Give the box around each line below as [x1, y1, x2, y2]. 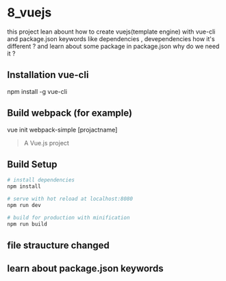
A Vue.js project [23, 138, 70, 147]
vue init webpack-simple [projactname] [7, 125, 118, 134]
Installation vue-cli [7, 69, 89, 81]
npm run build [7, 221, 48, 228]
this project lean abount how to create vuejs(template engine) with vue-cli [7, 27, 216, 36]
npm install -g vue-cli [7, 87, 67, 95]
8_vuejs [7, 5, 52, 21]
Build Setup [7, 158, 58, 170]
